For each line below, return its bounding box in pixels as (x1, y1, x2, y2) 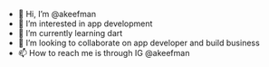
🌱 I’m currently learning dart (17, 28, 123, 38)
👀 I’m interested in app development (17, 18, 153, 29)
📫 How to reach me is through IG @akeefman (17, 48, 190, 58)
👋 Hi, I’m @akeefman (17, 9, 97, 19)
